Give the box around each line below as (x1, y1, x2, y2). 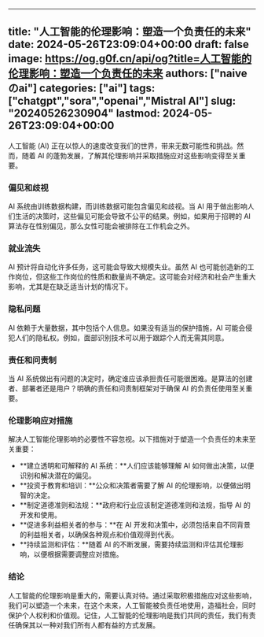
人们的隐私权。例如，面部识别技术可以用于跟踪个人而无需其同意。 (14, 332, 229, 343)
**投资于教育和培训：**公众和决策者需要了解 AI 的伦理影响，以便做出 (19, 481, 244, 491)
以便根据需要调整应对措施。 (33, 550, 123, 559)
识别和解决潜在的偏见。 (19, 471, 96, 480)
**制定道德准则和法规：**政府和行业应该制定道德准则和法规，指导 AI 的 (19, 501, 251, 510)
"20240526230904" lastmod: (8, 107, 161, 120)
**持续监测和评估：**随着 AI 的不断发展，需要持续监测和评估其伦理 (19, 540, 237, 550)
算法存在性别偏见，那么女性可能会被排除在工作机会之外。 (8, 221, 194, 231)
